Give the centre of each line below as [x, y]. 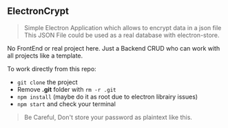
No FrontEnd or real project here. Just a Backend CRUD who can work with [114, 48]
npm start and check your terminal [66, 104]
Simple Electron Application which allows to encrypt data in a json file [123, 27]
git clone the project [47, 82]
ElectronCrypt [38, 11]
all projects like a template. [45, 55]
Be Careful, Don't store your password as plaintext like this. [108, 117]
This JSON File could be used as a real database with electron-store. [122, 35]
